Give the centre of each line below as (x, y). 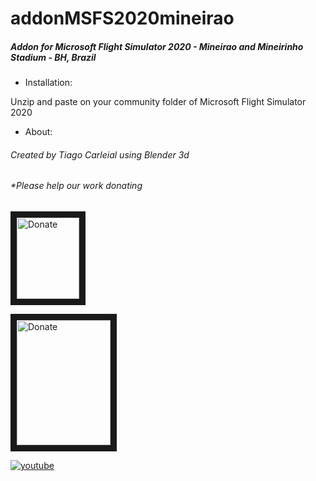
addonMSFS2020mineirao (122, 18)
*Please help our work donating (76, 186)
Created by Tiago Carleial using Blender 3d (100, 154)
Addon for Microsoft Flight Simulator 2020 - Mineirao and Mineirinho (157, 46)
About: (38, 132)
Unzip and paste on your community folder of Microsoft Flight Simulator (158, 102)
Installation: (48, 83)
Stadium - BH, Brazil (53, 57)
